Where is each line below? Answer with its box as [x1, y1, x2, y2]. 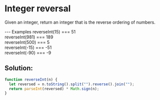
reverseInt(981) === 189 [4, 34, 53, 40]
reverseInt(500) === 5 [4, 39, 50, 45]
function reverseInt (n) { [4, 77, 57, 82]
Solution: [4, 64, 33, 72]
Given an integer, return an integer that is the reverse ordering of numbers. [4, 19, 156, 25]
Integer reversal [4, 3, 71, 14]
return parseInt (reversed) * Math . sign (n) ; [9, 86, 99, 91]
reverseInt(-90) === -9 [4, 50, 52, 56]
